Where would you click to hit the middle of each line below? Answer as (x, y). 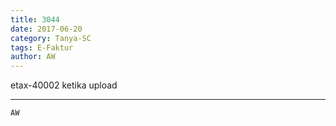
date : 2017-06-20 (46, 29)
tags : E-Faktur (42, 47)
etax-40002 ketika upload (64, 85)
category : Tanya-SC (51, 38)
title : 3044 (35, 19)
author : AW (33, 57)
